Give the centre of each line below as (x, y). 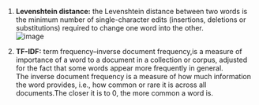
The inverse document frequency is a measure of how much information (133, 76)
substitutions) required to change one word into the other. (109, 28)
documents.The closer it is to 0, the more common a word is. (114, 93)
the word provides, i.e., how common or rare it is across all (111, 85)
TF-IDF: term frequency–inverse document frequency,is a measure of (129, 51)
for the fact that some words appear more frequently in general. (119, 68)
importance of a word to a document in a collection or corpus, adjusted (131, 60)
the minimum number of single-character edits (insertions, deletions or (131, 20)
